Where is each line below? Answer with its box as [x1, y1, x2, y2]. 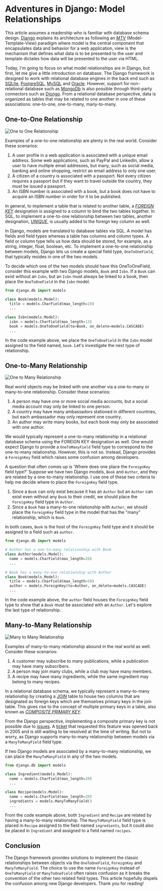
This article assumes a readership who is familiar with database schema [5, 30, 149, 35]
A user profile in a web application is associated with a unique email [12, 152, 148, 158]
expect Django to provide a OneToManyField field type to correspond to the [5, 444, 153, 450]
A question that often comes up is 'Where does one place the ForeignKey [5, 464, 150, 470]
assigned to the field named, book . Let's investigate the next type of [5, 342, 140, 348]
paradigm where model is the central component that [37, 40, 144, 46]
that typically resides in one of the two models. [5, 254, 98, 260]
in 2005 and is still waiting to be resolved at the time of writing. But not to [5, 728, 151, 734]
